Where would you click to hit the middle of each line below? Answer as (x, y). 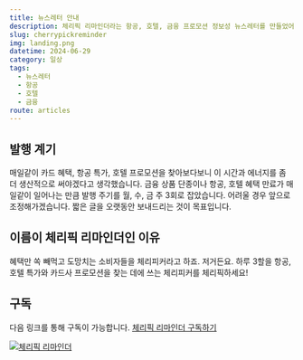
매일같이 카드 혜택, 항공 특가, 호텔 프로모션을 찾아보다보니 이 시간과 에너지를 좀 (148, 173)
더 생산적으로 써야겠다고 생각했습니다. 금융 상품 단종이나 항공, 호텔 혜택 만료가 (147, 184)
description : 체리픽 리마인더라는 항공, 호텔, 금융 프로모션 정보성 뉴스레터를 (137, 26)
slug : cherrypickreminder (58, 34)
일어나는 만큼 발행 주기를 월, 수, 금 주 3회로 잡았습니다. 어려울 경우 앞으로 (162, 195)
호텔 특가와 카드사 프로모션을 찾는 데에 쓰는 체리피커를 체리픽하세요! (129, 272)
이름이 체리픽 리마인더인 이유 (85, 237)
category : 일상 (36, 60)
